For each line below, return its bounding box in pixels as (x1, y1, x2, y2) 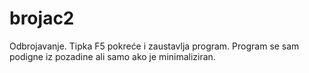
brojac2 (9, 7, 75, 30)
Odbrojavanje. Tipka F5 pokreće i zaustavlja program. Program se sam (9, 40, 300, 52)
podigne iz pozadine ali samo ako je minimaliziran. (9, 50, 216, 62)
